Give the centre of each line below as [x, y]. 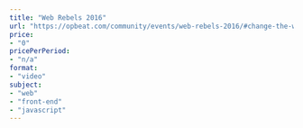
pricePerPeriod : [40, 51]
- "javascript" [38, 110]
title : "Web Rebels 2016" [58, 18]
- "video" [28, 77]
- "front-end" [36, 101]
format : [24, 69]
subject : [26, 85]
